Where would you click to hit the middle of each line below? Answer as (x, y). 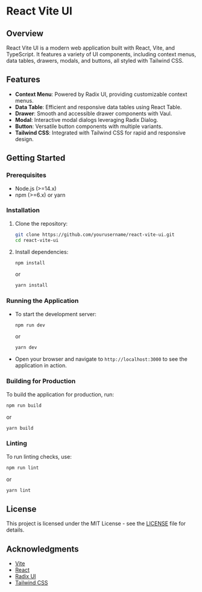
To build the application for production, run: (60, 394)
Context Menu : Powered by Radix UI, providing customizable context (101, 94)
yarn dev (26, 348)
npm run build (24, 406)
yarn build (20, 428)
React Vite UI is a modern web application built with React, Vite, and (90, 48)
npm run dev (30, 325)
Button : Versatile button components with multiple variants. (89, 126)
